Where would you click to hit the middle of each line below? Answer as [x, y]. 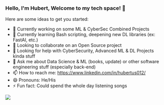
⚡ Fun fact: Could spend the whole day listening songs [70, 86]
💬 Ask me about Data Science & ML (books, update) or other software [86, 62]
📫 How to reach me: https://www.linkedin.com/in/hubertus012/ [79, 73]
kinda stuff [24, 56]
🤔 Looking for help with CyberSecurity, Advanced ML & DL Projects [83, 51]
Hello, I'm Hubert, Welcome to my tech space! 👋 [65, 8]
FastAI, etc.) [25, 40]
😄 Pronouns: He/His [34, 80]
